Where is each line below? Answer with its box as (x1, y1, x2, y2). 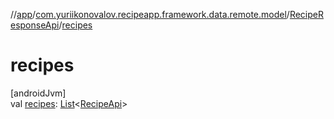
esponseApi (10, 19, 60, 31)
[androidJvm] (10, 87, 67, 99)
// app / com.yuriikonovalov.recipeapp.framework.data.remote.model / (10, 9, 290, 20)
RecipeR (289, 9, 324, 20)
